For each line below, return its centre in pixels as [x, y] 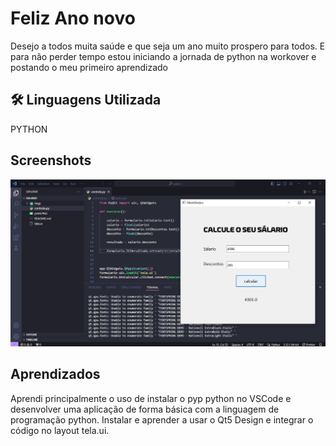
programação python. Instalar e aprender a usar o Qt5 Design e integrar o [162, 419]
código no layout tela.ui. [60, 430]
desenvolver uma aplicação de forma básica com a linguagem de [145, 409]
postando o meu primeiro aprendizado [89, 67]
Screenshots [51, 160]
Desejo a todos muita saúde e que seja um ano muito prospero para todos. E [168, 46]
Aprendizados [55, 374]
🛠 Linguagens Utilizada [86, 100]
